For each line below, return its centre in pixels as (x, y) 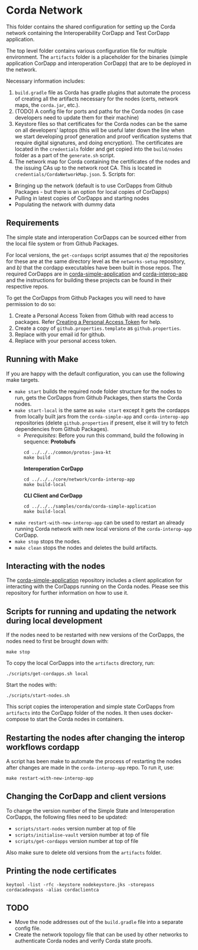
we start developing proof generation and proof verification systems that (103, 136)
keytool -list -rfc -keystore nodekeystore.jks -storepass (80, 884)
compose (18, 719)
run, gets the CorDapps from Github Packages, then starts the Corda (98, 397)
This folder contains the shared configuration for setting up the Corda (91, 27)
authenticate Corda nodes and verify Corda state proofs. (83, 941)
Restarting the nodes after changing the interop (95, 737)
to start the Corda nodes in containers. (77, 719)
